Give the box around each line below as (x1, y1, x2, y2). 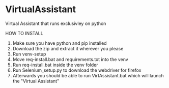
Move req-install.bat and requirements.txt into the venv (12, 56, 128, 62)
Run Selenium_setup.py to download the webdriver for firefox (12, 67, 142, 73)
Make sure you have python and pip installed (12, 40, 107, 46)
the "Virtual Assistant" (12, 78, 60, 84)
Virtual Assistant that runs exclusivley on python (5, 20, 106, 26)
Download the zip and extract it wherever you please (12, 45, 124, 51)
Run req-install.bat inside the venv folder (12, 62, 98, 68)
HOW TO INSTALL (5, 30, 43, 36)
